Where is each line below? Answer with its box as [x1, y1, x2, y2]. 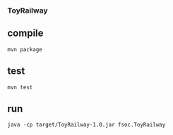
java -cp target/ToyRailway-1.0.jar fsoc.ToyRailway [7, 122, 166, 129]
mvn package [7, 46, 42, 53]
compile [7, 27, 44, 39]
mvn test [7, 84, 33, 91]
